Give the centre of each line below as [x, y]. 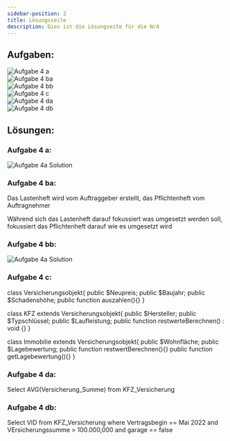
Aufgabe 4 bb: [32, 244]
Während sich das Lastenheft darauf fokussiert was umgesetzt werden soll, [115, 219]
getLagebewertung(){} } [41, 356]
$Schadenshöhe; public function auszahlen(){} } [76, 300]
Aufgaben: [30, 55]
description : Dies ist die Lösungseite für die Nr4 [83, 26]
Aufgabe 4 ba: [32, 183]
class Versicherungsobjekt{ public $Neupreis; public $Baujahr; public [106, 292]
